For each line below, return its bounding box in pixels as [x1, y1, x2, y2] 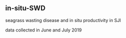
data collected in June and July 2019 [5, 27, 82, 33]
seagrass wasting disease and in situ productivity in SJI [5, 17, 121, 23]
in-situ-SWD [5, 4, 46, 12]
